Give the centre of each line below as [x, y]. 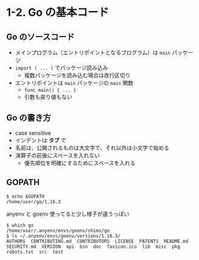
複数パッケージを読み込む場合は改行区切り [77, 75]
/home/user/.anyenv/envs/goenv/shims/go [58, 231]
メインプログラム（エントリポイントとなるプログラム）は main [93, 53]
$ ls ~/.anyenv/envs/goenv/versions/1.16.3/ [63, 236]
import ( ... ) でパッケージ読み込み [61, 68]
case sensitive [33, 133]
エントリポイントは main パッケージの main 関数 [74, 83]
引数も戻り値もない [48, 97]
